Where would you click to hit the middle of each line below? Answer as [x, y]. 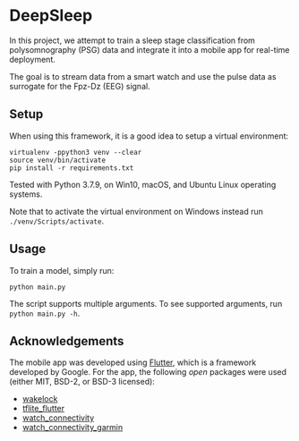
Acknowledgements [67, 341]
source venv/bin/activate [57, 160]
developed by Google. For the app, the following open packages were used [148, 372]
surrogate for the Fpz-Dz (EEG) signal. [80, 86]
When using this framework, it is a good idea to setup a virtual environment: [149, 136]
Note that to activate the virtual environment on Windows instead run [137, 211]
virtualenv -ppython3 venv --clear [76, 152]
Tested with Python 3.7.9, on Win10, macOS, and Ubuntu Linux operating [143, 184]
